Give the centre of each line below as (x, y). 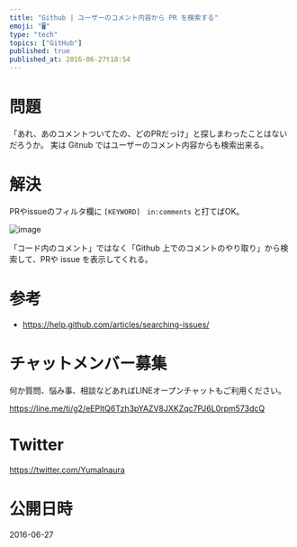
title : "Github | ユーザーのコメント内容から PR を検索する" (114, 18)
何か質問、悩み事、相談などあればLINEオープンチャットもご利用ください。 (148, 390)
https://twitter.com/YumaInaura (67, 470)
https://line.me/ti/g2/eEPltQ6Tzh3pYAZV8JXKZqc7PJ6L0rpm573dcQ (137, 408)
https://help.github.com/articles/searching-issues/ (116, 324)
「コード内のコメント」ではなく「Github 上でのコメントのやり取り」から (145, 248)
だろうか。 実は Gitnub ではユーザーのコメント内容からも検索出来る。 (139, 144)
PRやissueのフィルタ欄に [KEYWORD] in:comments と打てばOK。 (127, 211)
